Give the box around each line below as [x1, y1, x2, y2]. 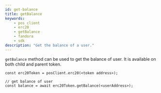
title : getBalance [5, 12, 42, 16]
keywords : [5, 16, 25, 21]
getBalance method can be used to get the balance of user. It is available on [5, 56, 156, 62]
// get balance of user [5, 79, 53, 84]
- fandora [14, 34, 34, 39]
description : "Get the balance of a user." [5, 43, 95, 48]
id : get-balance [5, 7, 38, 12]
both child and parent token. [5, 61, 62, 67]
